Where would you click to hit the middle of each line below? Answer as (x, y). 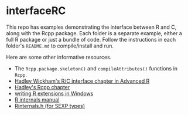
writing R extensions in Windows (54, 93)
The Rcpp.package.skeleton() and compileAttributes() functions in (96, 68)
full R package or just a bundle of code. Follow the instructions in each (91, 39)
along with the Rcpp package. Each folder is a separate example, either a (94, 33)
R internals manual (37, 99)
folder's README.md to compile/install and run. (60, 46)
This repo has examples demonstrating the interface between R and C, (91, 27)
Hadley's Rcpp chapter (42, 87)
